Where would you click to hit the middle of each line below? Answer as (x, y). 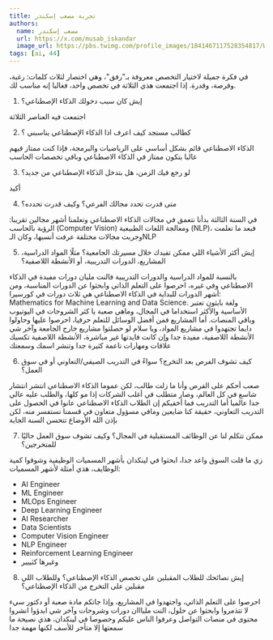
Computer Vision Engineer (65, 536)
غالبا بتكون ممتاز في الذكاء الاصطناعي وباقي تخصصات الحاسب (103, 156)
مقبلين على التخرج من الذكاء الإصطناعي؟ (83, 586)
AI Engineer (40, 484)
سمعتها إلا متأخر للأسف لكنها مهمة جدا (66, 627)
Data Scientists (46, 527)
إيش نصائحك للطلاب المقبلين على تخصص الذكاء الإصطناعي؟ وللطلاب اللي (132, 577)
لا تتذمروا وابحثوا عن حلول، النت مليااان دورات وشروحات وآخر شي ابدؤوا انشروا (129, 610)
